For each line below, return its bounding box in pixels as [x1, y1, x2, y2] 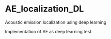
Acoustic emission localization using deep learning [5, 19, 107, 25]
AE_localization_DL [5, 3, 84, 14]
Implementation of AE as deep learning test [5, 28, 92, 34]
